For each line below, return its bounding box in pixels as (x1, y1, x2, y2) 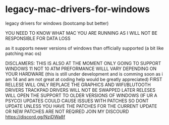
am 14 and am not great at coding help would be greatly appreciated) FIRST (5, 76, 162, 82)
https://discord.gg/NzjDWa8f (5, 113, 66, 119)
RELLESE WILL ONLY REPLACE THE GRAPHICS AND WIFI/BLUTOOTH (5, 82, 151, 88)
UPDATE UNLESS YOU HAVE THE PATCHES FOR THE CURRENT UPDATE (5, 103, 157, 109)
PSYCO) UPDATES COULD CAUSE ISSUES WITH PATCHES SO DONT (5, 97, 149, 104)
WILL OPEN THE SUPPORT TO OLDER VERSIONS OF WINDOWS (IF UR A (5, 92, 157, 98)
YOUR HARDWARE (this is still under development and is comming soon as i (5, 71, 163, 77)
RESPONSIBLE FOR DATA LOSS (5, 35, 71, 41)
